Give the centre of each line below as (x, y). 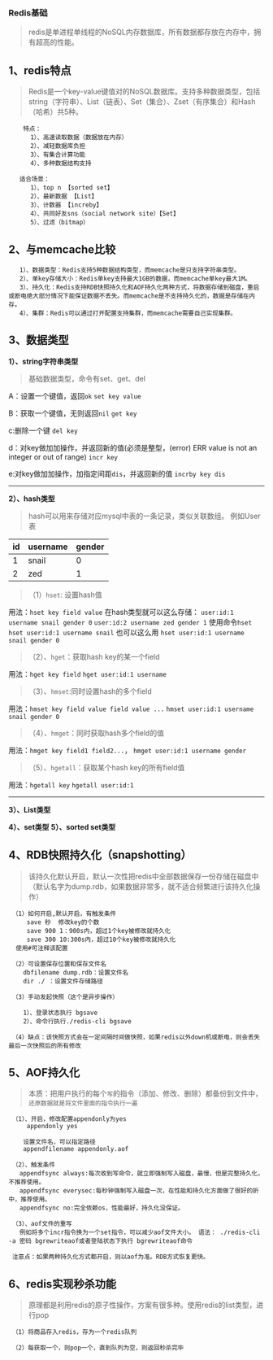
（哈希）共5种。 (56, 112)
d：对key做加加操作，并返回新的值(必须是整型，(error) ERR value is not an (133, 447)
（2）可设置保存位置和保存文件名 (59, 964)
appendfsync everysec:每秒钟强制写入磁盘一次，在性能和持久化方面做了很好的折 (139, 1191)
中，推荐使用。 (30, 1200)
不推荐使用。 (27, 1182)
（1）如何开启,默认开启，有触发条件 (64, 913)
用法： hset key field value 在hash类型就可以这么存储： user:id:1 (121, 612)
